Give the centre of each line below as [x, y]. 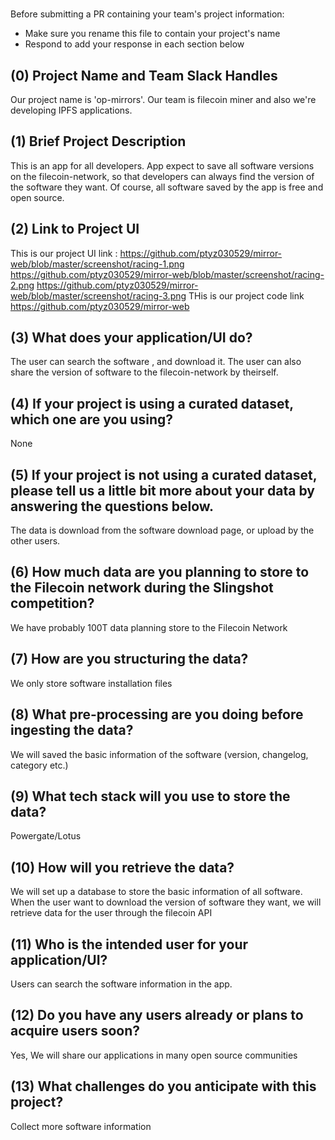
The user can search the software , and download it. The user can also [156, 362]
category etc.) [39, 765]
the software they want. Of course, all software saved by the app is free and [167, 187]
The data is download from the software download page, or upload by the [162, 530]
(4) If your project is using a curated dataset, [152, 403]
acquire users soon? [75, 1031]
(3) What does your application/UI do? [131, 338]
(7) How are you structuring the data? [129, 659]
